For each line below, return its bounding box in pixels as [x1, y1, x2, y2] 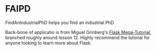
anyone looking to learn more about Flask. [5, 39, 92, 45]
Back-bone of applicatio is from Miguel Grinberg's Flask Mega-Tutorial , [5, 29, 151, 35]
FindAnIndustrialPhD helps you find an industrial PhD [5, 19, 114, 25]
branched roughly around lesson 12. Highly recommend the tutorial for [5, 34, 150, 40]
